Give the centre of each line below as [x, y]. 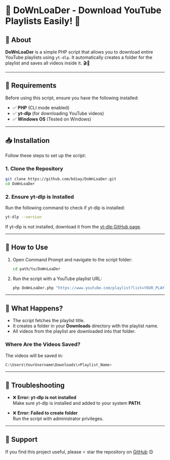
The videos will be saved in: [34, 355]
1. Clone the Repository [34, 168]
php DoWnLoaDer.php [33, 288]
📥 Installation [28, 141]
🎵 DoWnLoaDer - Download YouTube [83, 10]
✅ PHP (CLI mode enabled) [41, 107]
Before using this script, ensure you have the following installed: [72, 98]
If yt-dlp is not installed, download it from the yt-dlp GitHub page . [73, 226]
